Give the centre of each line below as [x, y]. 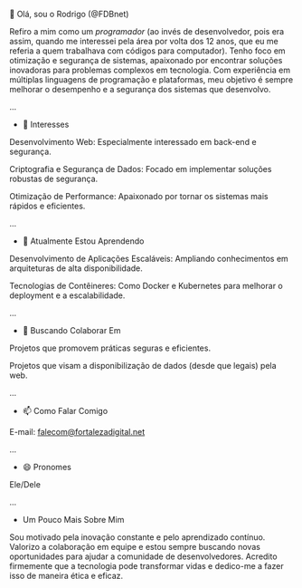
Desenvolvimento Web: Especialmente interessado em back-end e [133, 142]
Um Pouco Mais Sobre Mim [73, 520]
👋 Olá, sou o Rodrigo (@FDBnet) [69, 14]
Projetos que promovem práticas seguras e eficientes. [110, 348]
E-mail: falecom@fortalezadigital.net [77, 432]
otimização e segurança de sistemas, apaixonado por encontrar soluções [146, 60]
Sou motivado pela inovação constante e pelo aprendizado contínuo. [137, 537]
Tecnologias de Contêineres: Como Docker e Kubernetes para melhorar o [146, 286]
